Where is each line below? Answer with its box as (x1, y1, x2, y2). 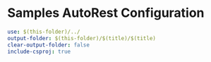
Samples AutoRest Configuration (7, 5, 205, 21)
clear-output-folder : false (7, 41, 90, 49)
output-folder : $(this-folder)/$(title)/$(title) (7, 35, 157, 42)
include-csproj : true (7, 48, 71, 55)
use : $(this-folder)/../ (7, 28, 80, 35)
